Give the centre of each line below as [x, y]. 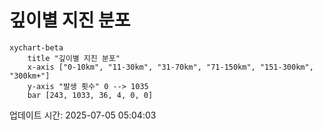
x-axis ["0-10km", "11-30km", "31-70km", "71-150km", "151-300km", [170, 67]
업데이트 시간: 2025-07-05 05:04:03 [83, 115]
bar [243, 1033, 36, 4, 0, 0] [90, 95]
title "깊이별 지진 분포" [74, 58]
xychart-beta [36, 47]
